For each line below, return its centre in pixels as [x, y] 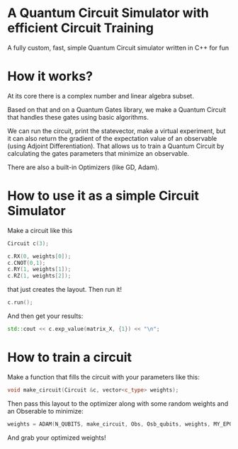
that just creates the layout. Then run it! [65, 290]
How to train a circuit [70, 357]
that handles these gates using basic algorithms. [78, 117]
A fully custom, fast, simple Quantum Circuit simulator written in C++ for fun [118, 47]
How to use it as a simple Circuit [103, 196]
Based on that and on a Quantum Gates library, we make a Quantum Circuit [117, 109]
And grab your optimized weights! [57, 438]
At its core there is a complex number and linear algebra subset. [101, 96]
